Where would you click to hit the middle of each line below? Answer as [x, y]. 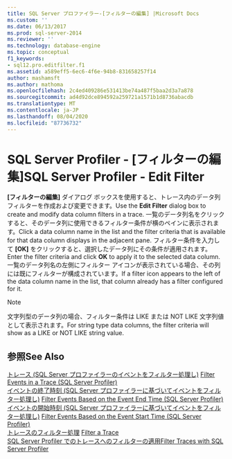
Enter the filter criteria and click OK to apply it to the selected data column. [114, 257]
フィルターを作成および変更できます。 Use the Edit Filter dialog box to [107, 206]
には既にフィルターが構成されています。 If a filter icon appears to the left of [114, 273]
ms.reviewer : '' [30, 39]
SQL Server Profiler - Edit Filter [114, 177]
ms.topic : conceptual [38, 53]
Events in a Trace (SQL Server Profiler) [62, 382]
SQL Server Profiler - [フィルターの [108, 159]
